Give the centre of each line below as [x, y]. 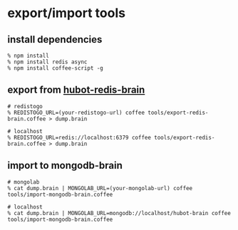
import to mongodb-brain [65, 166]
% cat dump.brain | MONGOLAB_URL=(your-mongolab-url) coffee [100, 188]
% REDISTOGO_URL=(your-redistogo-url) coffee [76, 113]
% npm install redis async [47, 62]
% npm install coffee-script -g [55, 68]
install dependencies [55, 40]
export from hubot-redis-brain [76, 90]
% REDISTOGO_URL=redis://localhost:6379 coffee [79, 137]
